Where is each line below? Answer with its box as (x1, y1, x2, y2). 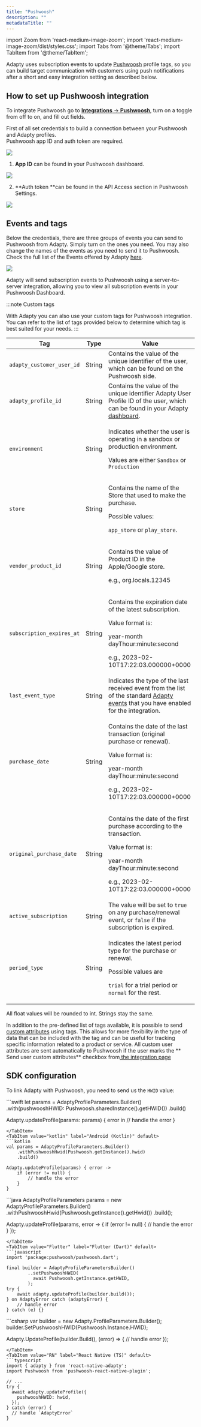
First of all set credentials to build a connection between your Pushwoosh (6, 125, 187, 132)
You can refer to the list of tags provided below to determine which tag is (6, 319, 186, 326)
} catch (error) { (6, 1405, 52, 1411)
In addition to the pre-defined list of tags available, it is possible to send (6, 1021, 182, 1029)
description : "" (6, 14, 47, 20)
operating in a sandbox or (108, 435, 181, 443)
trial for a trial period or (108, 981, 178, 989)
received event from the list (108, 684, 185, 692)
